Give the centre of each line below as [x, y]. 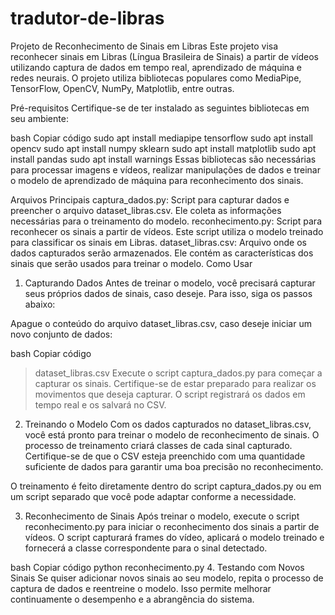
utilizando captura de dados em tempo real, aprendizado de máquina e [156, 67]
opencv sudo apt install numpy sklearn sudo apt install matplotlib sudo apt [163, 148]
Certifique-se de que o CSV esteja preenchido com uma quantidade [165, 456]
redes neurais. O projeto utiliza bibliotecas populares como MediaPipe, [156, 78]
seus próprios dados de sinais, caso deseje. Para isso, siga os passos [168, 293]
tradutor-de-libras [87, 18]
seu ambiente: [39, 118]
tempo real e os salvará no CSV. [100, 404]
